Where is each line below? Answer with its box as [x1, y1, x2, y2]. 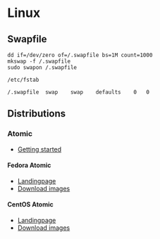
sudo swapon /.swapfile [7, 64, 78, 71]
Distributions [7, 108, 66, 120]
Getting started [17, 145, 62, 153]
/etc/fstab [7, 76, 39, 83]
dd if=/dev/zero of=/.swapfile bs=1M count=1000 [7, 51, 153, 59]
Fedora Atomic [7, 161, 51, 170]
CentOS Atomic [7, 200, 54, 209]
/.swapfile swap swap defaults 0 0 [7, 89, 150, 96]
